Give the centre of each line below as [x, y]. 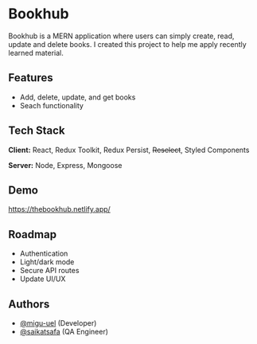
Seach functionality [51, 105]
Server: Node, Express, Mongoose [65, 165]
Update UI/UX [43, 279]
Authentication [44, 254]
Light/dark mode [47, 262]
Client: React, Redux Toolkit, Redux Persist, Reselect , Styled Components [129, 150]
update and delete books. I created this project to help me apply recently [127, 44]
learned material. [36, 53]
